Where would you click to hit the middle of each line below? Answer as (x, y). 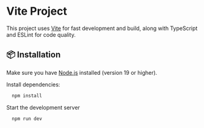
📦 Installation (34, 55)
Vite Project (37, 11)
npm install (27, 96)
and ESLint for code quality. (41, 34)
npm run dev (27, 119)
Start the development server (43, 107)
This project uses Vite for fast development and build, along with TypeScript (102, 28)
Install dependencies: (33, 85)
